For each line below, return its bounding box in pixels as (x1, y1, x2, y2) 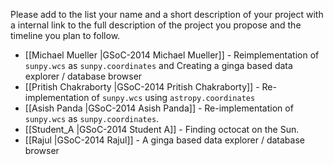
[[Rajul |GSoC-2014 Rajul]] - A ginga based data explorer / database (24, 134, 305, 146)
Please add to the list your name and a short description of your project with (10, 9, 324, 20)
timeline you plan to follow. (10, 30, 121, 41)
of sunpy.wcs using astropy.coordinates (91, 92, 256, 103)
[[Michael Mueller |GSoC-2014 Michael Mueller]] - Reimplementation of (24, 49, 320, 61)
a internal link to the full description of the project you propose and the (10, 19, 302, 31)
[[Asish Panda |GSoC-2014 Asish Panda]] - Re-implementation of (24, 102, 294, 114)
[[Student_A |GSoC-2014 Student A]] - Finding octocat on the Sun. (24, 124, 300, 135)
